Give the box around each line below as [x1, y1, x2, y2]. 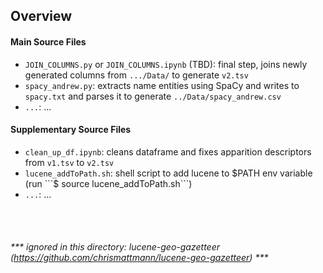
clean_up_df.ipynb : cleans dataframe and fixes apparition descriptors [24, 145, 312, 158]
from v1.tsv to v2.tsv [24, 156, 115, 168]
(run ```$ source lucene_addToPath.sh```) [24, 177, 193, 189]
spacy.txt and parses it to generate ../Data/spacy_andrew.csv [24, 90, 282, 102]
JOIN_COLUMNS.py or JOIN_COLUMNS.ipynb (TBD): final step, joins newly [24, 58, 308, 70]
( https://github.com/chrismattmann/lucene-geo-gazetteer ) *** [10, 252, 269, 264]
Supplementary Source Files [10, 124, 132, 136]
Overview [10, 8, 73, 25]
